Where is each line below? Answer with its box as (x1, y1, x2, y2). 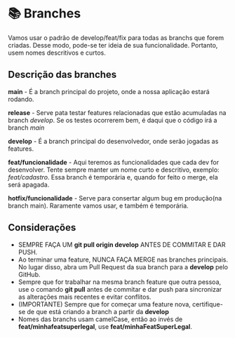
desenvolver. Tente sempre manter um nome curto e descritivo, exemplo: (8, 165, 220, 174)
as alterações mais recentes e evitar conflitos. (18, 292, 152, 301)
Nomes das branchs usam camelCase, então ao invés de (18, 315, 183, 323)
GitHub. (18, 270, 41, 278)
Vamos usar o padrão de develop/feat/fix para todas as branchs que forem (8, 33, 224, 42)
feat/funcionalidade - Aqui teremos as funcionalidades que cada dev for (8, 158, 220, 166)
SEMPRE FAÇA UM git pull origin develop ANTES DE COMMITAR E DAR (18, 240, 226, 249)
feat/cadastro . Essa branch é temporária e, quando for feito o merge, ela (8, 173, 218, 181)
